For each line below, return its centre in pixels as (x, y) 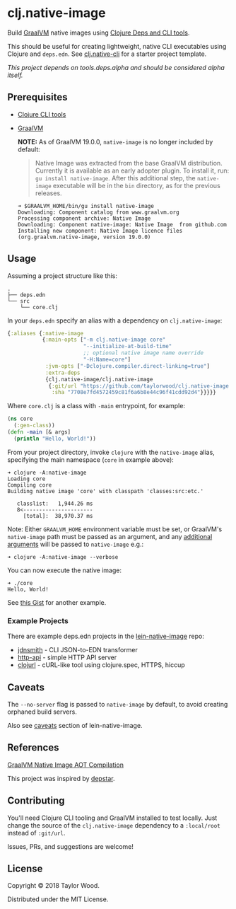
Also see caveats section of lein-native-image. (75, 725)
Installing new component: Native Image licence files (100, 231)
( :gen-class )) (34, 426)
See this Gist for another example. (57, 602)
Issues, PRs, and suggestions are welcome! (71, 846)
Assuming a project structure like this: (63, 276)
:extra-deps (63, 373)
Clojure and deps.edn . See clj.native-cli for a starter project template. (107, 54)
